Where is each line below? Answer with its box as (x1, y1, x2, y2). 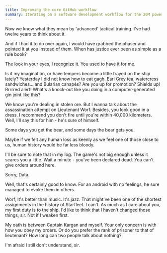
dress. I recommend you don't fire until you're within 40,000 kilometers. (5, 112, 153, 118)
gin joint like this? (5, 92, 41, 98)
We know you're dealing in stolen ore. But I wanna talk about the (5, 101, 137, 107)
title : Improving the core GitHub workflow (5, 7, 97, 12)
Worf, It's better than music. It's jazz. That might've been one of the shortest (5, 196, 162, 202)
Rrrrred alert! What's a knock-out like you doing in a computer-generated (5, 86, 155, 92)
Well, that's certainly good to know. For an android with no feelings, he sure (5, 181, 160, 187)
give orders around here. (5, 162, 56, 168)
